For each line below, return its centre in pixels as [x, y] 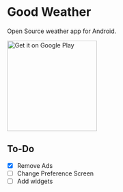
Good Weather [49, 12]
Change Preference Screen [55, 173]
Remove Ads [35, 165]
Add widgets [35, 181]
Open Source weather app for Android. [62, 31]
